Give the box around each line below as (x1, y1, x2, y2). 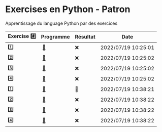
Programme (41, 33, 70, 40)
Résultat (75, 33, 95, 40)
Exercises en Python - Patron (5, 4, 131, 15)
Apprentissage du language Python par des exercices (5, 20, 118, 26)
